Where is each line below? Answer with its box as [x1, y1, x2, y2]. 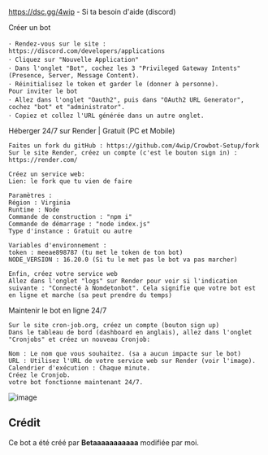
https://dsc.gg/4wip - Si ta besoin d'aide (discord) [8, 7, 176, 16]
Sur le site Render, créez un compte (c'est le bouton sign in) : [8, 149, 238, 157]
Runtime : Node [8, 206, 60, 214]
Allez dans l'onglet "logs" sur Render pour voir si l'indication [8, 277, 238, 285]
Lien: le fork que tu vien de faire [8, 177, 132, 186]
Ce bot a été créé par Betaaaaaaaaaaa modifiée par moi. [8, 437, 199, 447]
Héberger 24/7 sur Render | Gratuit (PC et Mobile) [8, 126, 175, 135]
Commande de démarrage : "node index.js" [8, 220, 151, 228]
